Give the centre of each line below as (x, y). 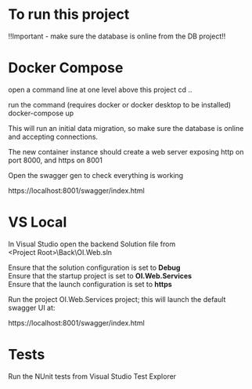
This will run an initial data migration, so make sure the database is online (126, 128)
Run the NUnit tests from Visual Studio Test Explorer (92, 376)
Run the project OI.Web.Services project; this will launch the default (117, 299)
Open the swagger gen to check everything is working (96, 175)
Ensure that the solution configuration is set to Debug (94, 267)
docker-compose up (41, 113)
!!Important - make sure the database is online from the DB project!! (117, 36)
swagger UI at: (32, 307)
